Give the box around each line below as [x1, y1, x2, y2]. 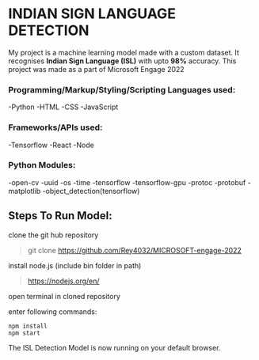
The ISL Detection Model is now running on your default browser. [8, 343, 221, 352]
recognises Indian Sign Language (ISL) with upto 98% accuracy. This [8, 56, 237, 66]
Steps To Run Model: [8, 209, 112, 222]
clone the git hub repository [8, 230, 99, 240]
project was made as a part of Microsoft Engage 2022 [8, 64, 185, 74]
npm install [8, 322, 48, 330]
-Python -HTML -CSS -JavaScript [8, 102, 119, 112]
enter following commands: [8, 306, 97, 316]
